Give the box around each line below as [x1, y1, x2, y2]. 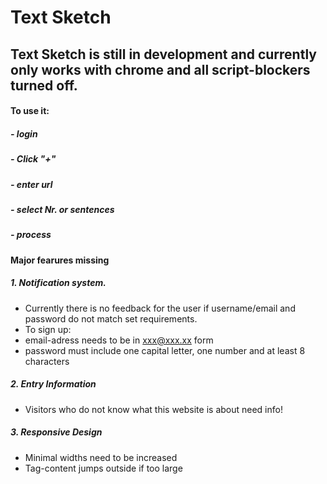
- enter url [10, 178, 53, 190]
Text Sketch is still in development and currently [10, 46, 317, 63]
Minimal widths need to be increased [24, 451, 178, 463]
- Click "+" [10, 153, 57, 165]
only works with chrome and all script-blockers [10, 61, 311, 78]
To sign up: [24, 323, 72, 335]
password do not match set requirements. [24, 312, 198, 325]
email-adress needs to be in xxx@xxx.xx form [24, 334, 214, 346]
